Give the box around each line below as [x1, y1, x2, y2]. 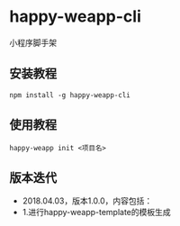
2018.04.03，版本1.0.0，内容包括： [22, 195, 153, 206]
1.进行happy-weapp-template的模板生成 [22, 207, 171, 218]
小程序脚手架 [9, 37, 57, 48]
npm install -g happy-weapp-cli [9, 90, 130, 100]
